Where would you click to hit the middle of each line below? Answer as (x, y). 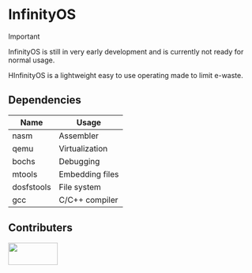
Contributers (41, 228)
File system (80, 187)
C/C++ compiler (88, 200)
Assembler (79, 136)
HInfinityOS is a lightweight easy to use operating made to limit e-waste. (126, 75)
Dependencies (45, 100)
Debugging (79, 161)
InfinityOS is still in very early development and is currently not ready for (126, 51)
